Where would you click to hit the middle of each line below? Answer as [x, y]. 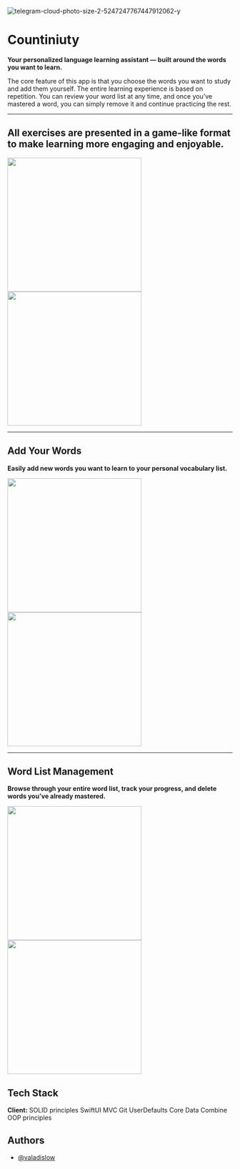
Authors [26, 1140]
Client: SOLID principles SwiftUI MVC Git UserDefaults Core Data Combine [117, 1110]
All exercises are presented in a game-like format [119, 133]
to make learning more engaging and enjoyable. [116, 144]
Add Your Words [45, 451]
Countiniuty [44, 40]
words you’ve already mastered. [56, 796]
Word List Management [61, 771]
